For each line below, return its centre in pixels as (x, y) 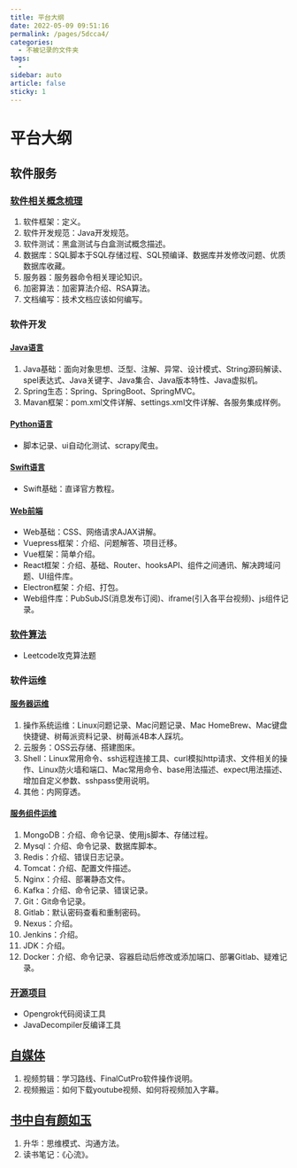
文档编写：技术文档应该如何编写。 (85, 300)
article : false (38, 83)
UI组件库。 (58, 576)
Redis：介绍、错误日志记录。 (76, 857)
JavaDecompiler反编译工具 (72, 1025)
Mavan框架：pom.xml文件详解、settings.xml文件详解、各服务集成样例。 (154, 402)
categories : (32, 42)
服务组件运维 (33, 814)
